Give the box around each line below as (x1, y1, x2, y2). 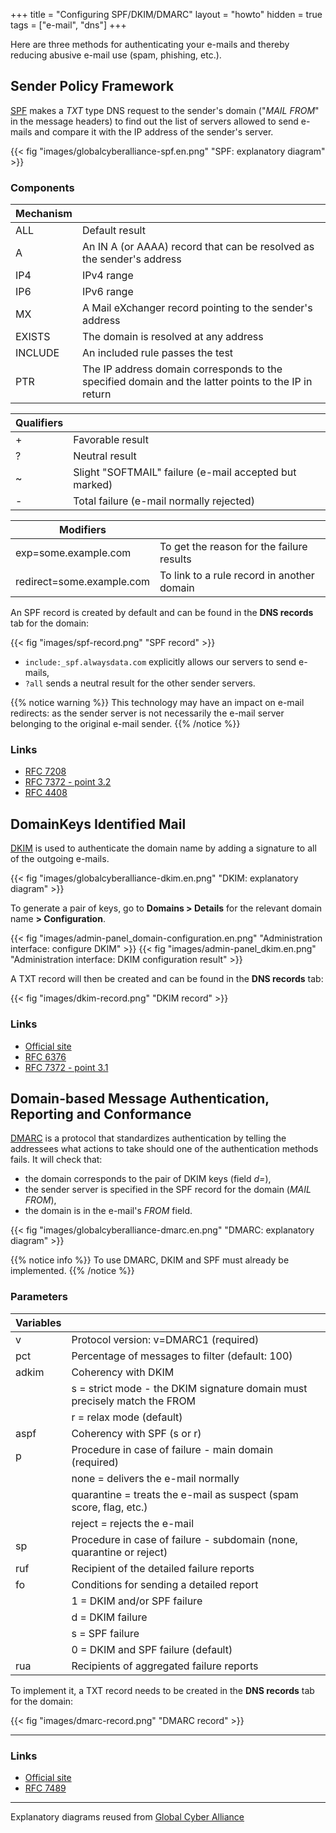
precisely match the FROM (71, 1394, 197, 1408)
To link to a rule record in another (159, 569, 315, 583)
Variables (15, 1315, 62, 1329)
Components (10, 180, 75, 194)
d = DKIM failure (71, 1610, 148, 1624)
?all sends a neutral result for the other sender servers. (24, 677, 256, 689)
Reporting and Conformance (10, 1105, 192, 1123)
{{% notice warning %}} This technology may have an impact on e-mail (10, 697, 305, 709)
